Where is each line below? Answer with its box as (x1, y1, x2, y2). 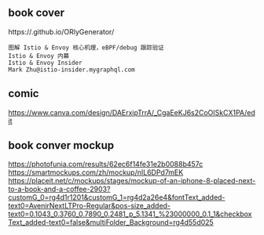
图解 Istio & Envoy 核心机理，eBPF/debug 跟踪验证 (8, 43, 164, 52)
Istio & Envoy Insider (8, 59, 82, 67)
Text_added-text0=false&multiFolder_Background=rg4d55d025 (8, 218, 214, 227)
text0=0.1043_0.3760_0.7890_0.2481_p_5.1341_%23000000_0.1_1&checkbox (8, 209, 252, 219)
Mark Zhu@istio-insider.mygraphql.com (8, 66, 135, 74)
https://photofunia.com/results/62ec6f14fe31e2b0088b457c (8, 160, 203, 169)
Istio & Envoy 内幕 (8, 52, 70, 60)
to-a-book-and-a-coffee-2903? (8, 184, 111, 194)
